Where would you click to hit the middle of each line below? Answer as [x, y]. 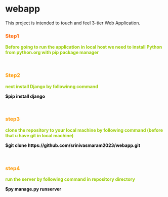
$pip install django [25, 96]
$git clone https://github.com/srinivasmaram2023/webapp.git [73, 145]
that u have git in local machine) [39, 135]
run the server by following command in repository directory [70, 179]
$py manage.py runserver [33, 189]
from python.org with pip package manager [52, 52]
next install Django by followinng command [52, 86]
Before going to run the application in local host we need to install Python [84, 47]
